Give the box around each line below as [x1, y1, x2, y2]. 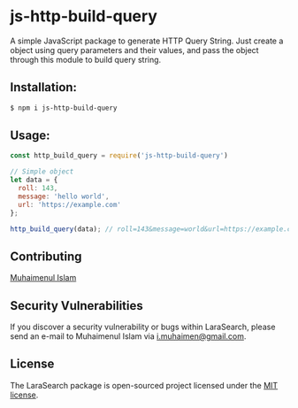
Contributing [10, 249, 82, 264]
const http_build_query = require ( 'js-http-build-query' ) [10, 151, 228, 160]
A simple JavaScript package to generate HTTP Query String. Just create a [10, 35, 284, 46]
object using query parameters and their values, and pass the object [10, 44, 259, 55]
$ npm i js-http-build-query [10, 104, 118, 112]
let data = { [10, 175, 58, 185]
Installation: [10, 80, 78, 95]
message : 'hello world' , [18, 192, 110, 201]
